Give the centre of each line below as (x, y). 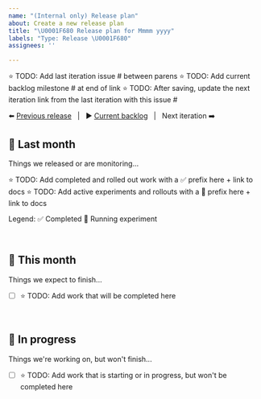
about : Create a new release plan (66, 23)
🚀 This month (42, 260)
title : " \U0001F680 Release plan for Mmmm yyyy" (91, 31)
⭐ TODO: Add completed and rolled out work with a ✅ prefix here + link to (131, 179)
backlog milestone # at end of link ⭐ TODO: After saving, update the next (129, 88)
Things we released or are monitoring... (74, 163)
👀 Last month (42, 144)
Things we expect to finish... (55, 279)
